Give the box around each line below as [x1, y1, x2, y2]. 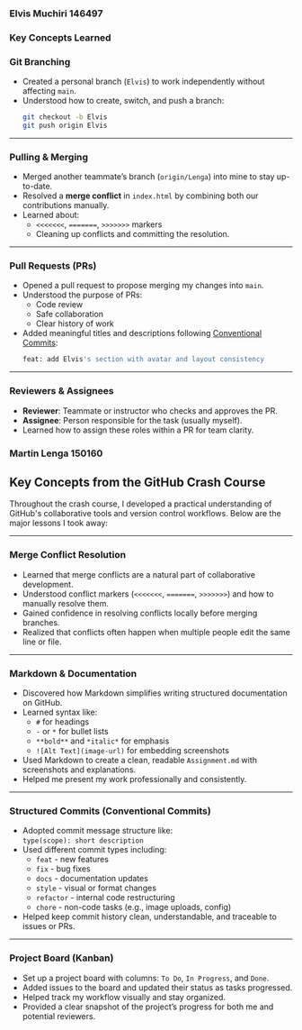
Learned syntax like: [22, 706, 98, 717]
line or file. [22, 636, 62, 647]
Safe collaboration [35, 309, 104, 320]
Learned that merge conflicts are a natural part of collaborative [22, 569, 256, 579]
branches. [22, 616, 60, 628]
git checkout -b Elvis [22, 113, 108, 122]
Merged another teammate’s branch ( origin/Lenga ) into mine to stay [22, 171, 275, 182]
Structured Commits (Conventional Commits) [9, 805, 211, 817]
